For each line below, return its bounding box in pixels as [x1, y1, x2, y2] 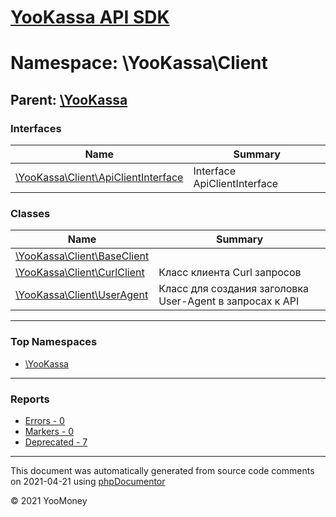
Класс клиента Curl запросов [158, 266, 302, 280]
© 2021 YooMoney [10, 494, 88, 506]
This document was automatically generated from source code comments [10, 464, 315, 476]
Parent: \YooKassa [10, 91, 128, 108]
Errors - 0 [24, 414, 65, 426]
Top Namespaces [10, 335, 98, 349]
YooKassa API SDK [10, 6, 170, 29]
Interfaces [10, 121, 62, 135]
